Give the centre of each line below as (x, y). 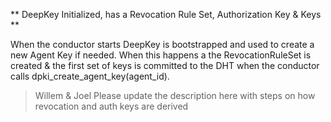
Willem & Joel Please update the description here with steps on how (175, 95)
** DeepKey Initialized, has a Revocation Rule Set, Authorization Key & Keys (166, 14)
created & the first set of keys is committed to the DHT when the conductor (165, 65)
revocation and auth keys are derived (111, 106)
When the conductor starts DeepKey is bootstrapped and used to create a (162, 44)
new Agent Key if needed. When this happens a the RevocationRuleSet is (161, 55)
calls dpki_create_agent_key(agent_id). (90, 76)
